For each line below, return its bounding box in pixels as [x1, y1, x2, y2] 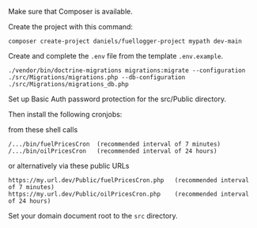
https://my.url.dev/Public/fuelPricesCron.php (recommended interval [8, 177, 249, 184]
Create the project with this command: [8, 22, 133, 31]
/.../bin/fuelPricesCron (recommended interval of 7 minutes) [8, 140, 221, 148]
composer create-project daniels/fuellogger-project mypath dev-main [8, 37, 243, 45]
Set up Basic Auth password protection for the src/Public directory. [8, 94, 227, 104]
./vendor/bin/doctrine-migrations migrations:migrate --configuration [8, 66, 246, 74]
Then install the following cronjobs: [8, 110, 123, 119]
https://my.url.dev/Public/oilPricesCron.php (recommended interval [8, 190, 249, 198]
